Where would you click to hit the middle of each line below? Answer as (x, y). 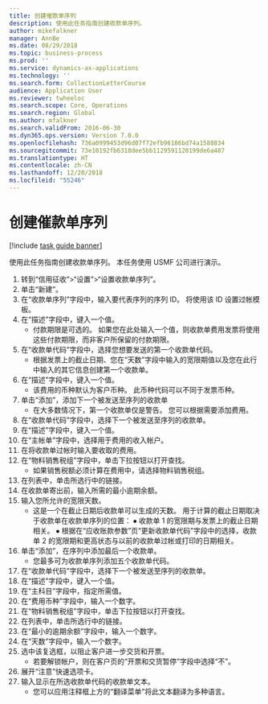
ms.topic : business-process (56, 53)
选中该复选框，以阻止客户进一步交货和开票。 (95, 651)
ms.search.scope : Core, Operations (69, 105)
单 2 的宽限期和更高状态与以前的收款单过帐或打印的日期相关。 (136, 541)
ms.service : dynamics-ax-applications (74, 68)
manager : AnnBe (35, 38)
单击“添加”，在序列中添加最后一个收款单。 (91, 550)
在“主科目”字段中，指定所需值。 (73, 591)
